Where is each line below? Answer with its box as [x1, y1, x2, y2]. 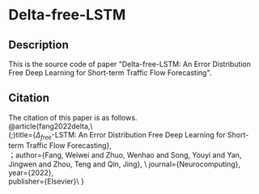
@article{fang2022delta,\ [8, 121, 93, 131]
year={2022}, [8, 167, 54, 177]
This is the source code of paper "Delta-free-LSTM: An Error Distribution [8, 59, 251, 69]
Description [8, 38, 69, 52]
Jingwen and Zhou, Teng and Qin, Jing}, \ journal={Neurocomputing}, [8, 159, 241, 169]
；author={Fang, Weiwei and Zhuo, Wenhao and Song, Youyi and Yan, [8, 150, 242, 159]
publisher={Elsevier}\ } [8, 176, 85, 186]
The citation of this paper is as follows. [8, 112, 138, 122]
